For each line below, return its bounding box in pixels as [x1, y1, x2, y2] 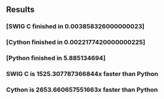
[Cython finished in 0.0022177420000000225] [6, 38, 146, 47]
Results [6, 5, 35, 15]
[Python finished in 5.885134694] [6, 54, 106, 62]
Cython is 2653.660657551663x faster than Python [6, 85, 158, 94]
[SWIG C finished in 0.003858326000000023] [6, 22, 145, 31]
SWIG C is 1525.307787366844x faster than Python [6, 70, 159, 78]
